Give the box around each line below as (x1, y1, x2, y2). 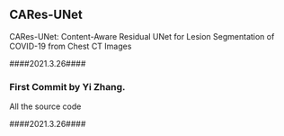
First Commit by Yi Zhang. (9, 80, 126, 93)
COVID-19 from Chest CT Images (9, 41, 132, 51)
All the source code (9, 101, 82, 112)
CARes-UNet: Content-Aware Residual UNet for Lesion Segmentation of (9, 31, 275, 41)
